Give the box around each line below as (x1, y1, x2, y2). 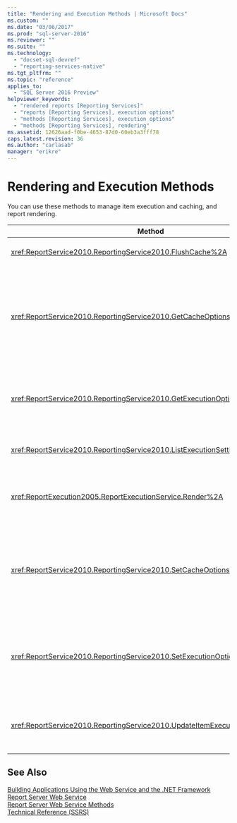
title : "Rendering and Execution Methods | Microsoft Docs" (7, 10, 188, 18)
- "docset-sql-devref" (13, 57, 80, 64)
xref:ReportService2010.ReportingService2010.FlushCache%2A (11, 247, 228, 256)
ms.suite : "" (7, 43, 46, 50)
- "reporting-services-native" (13, 63, 106, 70)
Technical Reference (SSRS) (7, 807, 90, 816)
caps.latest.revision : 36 (7, 135, 83, 142)
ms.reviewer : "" (7, 37, 55, 44)
